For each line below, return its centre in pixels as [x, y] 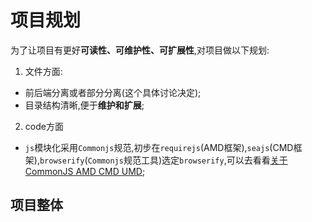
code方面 [44, 126]
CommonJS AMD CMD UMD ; [85, 171]
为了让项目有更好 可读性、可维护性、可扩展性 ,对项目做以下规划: [140, 50]
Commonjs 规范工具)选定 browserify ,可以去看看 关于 [187, 160]
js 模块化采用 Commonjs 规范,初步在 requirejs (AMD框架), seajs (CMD [159, 147]
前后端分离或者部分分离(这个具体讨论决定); [113, 92]
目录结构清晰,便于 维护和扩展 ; [84, 105]
